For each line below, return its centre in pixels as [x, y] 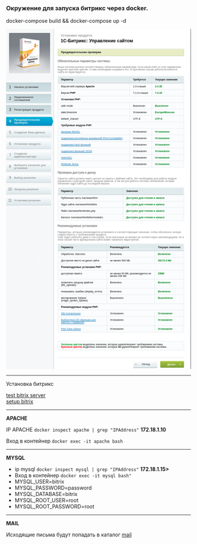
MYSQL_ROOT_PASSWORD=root [55, 506]
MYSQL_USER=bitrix [39, 481]
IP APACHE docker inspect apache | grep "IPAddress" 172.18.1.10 [86, 429]
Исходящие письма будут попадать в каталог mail [69, 535]
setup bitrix [20, 401]
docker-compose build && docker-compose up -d [66, 21]
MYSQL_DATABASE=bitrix [46, 494]
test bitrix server [26, 395]
